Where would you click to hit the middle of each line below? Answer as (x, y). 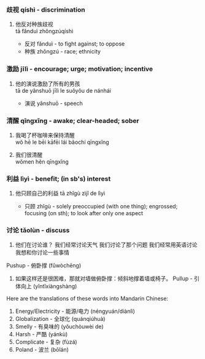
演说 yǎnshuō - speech (53, 103)
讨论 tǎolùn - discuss (38, 231)
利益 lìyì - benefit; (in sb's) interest (59, 178)
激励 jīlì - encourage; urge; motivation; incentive (80, 69)
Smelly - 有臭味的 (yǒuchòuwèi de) (60, 326)
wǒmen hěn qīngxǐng (42, 162)
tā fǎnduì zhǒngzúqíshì (44, 31)
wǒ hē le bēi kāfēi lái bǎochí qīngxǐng (62, 142)
